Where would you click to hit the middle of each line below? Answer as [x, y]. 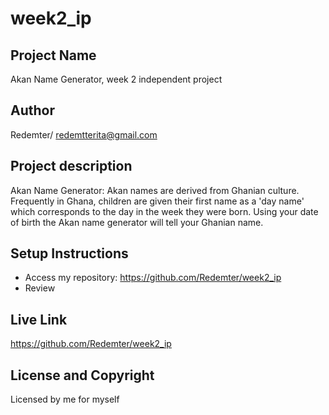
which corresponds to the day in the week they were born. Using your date [164, 211]
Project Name [53, 55]
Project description [71, 166]
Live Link [39, 319]
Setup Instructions [69, 253]
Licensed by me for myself [65, 399]
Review [40, 288]
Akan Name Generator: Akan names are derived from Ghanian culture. [155, 190]
